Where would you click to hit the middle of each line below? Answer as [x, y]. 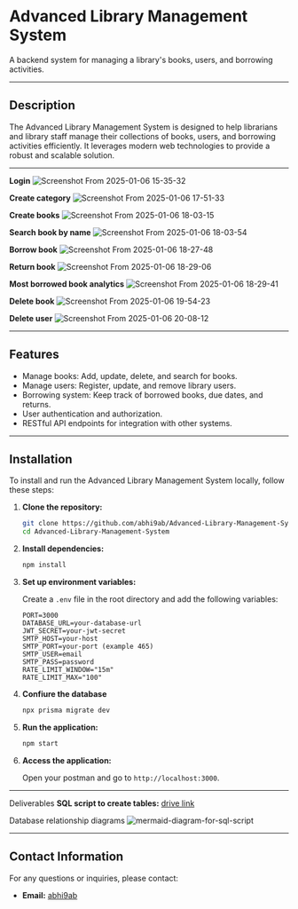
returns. [36, 404]
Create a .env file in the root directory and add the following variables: [150, 599]
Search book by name [50, 232]
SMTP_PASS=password [58, 662]
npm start [40, 743]
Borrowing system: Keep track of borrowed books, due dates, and [142, 395]
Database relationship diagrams [67, 820]
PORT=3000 [40, 615]
